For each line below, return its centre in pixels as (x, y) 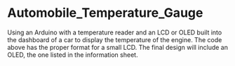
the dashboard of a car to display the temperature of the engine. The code (115, 39)
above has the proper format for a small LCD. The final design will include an (117, 47)
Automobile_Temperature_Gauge (105, 13)
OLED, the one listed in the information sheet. (73, 55)
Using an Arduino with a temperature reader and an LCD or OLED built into (115, 32)
